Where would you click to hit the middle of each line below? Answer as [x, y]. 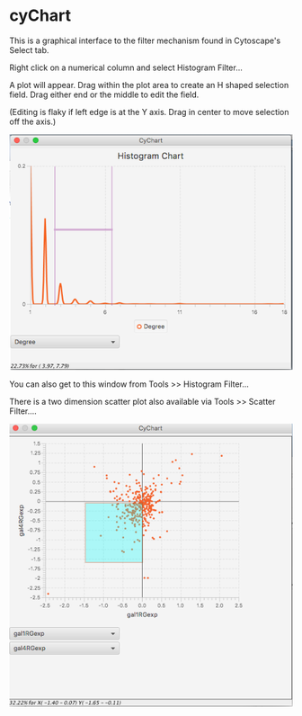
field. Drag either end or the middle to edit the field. [104, 94]
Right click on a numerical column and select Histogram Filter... [126, 67]
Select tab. [29, 49]
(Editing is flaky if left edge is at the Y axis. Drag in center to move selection [149, 112]
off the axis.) [33, 121]
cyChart [40, 16]
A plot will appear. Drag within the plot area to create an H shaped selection [149, 85]
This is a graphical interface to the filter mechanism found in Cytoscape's [145, 40]
